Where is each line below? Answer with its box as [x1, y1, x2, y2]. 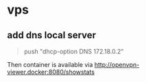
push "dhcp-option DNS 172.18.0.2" [23, 47, 124, 55]
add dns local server [7, 29, 97, 41]
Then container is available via [7, 61, 93, 68]
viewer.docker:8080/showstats [7, 68, 95, 76]
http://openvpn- [94, 61, 140, 68]
